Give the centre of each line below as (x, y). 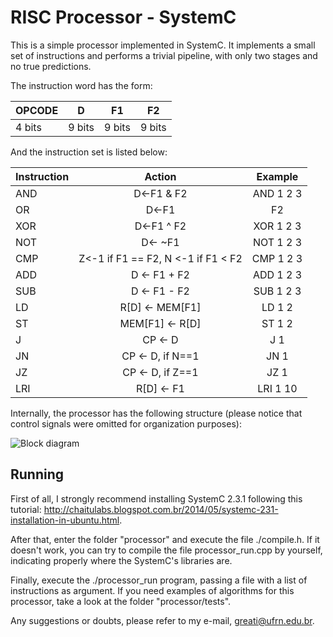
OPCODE (37, 110)
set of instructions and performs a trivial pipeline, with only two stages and (164, 55)
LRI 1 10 (277, 388)
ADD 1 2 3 (277, 274)
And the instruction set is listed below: (89, 152)
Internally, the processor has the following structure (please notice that (156, 413)
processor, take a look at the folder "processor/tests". (121, 601)
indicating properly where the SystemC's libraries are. (121, 560)
